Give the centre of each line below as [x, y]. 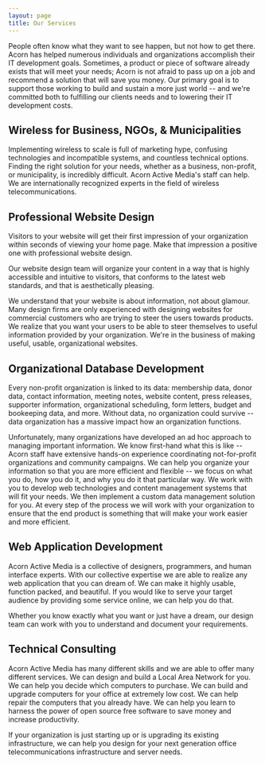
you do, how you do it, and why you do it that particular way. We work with [131, 479]
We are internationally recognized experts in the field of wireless [114, 184]
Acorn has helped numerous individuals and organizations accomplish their [132, 54]
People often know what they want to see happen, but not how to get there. [132, 45]
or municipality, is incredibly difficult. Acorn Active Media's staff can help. [129, 175]
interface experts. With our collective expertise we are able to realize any [128, 575]
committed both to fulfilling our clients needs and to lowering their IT [121, 97]
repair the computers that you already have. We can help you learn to [122, 702]
